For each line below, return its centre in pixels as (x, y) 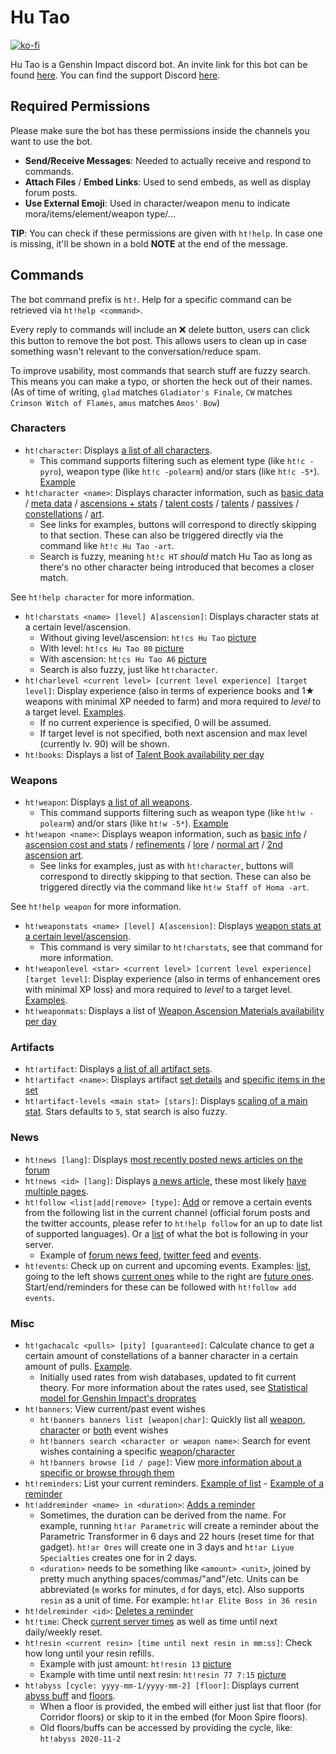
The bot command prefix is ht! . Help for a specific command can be (151, 299)
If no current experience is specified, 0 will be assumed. (155, 722)
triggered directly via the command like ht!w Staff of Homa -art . (174, 887)
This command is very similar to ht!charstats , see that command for (181, 947)
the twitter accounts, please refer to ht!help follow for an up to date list (173, 1223)
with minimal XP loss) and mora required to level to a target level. (158, 990)
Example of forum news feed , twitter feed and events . (150, 1255)
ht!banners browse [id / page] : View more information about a (170, 1462)
